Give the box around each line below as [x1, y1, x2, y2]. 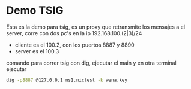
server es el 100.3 [14, 47, 59, 54]
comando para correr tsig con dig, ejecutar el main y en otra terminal [6, 59, 177, 66]
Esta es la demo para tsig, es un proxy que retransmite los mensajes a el [6, 23, 185, 30]
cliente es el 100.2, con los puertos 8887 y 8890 [14, 41, 135, 48]
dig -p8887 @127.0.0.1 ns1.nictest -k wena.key [6, 77, 128, 83]
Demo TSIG [6, 4, 64, 17]
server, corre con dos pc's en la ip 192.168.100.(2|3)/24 [6, 29, 142, 36]
